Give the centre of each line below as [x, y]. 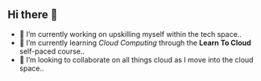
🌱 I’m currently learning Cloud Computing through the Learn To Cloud [135, 43]
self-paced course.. [52, 51]
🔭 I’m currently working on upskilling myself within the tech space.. [130, 34]
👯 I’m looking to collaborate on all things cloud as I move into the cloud [136, 59]
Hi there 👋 [33, 15]
